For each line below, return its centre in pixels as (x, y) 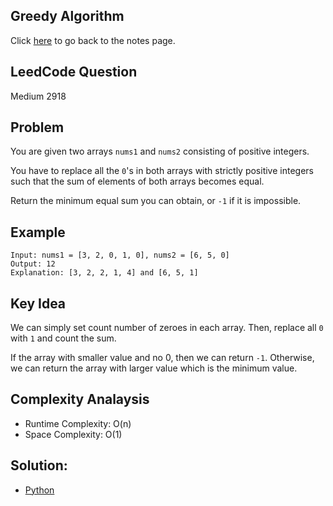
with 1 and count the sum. (63, 338)
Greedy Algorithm (67, 16)
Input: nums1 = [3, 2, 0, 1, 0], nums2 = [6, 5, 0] (120, 255)
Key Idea (38, 303)
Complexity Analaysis (80, 399)
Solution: (39, 465)
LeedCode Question (74, 72)
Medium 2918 (38, 96)
